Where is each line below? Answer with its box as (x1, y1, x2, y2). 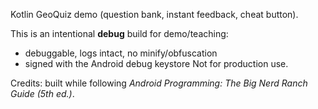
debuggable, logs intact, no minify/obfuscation (24, 47, 218, 59)
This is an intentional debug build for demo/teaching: (10, 28, 229, 39)
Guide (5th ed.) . (10, 88, 75, 99)
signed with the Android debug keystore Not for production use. (24, 58, 289, 69)
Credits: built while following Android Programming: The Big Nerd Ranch (10, 77, 308, 89)
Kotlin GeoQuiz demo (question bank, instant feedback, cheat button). (10, 9, 299, 20)
